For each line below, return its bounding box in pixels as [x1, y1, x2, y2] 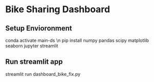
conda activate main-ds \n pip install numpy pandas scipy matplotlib [5, 37, 149, 43]
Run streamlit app [5, 58, 63, 66]
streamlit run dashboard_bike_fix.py [5, 71, 81, 77]
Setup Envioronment [5, 24, 73, 33]
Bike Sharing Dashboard [5, 4, 111, 15]
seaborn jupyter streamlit [5, 43, 58, 49]
